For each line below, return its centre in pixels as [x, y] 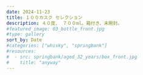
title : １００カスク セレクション [44, 18]
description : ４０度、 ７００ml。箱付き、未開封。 [64, 23]
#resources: [21, 51]
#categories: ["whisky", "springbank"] [57, 46]
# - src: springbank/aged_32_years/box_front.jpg [72, 57]
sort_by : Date [24, 40]
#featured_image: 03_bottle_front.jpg [55, 29]
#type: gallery [26, 34]
